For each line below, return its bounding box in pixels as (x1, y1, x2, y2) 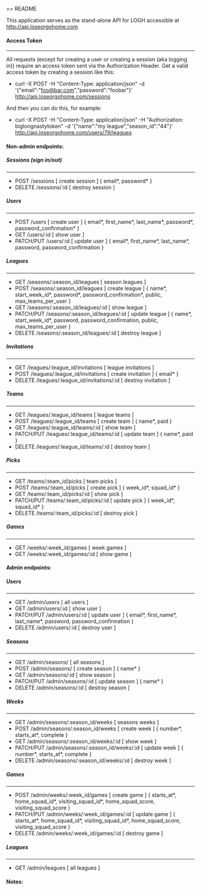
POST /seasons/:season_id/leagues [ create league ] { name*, (14, 285, 167, 292)
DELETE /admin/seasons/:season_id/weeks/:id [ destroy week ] (14, 757, 172, 764)
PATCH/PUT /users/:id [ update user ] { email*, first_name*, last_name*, (14, 237, 190, 244)
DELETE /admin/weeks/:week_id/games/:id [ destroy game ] (14, 830, 163, 837)
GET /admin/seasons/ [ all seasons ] (14, 659, 105, 666)
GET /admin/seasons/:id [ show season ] (14, 671, 115, 679)
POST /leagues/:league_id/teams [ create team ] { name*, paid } (14, 417, 172, 425)
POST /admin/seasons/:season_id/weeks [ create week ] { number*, (14, 725, 182, 732)
